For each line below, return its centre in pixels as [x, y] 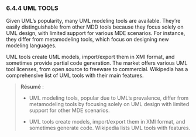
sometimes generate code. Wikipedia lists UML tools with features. [110, 128]
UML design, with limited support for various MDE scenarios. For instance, [96, 33]
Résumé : [32, 87]
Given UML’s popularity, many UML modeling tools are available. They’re [93, 21]
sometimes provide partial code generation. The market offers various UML [97, 63]
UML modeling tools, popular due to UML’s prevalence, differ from [109, 98]
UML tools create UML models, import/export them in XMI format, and [90, 57]
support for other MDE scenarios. [69, 110]
